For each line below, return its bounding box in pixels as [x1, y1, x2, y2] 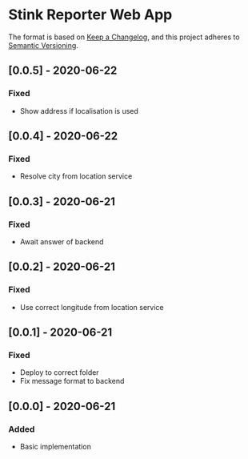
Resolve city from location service [19, 171, 133, 181]
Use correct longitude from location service [19, 302, 164, 312]
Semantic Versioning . [8, 40, 78, 50]
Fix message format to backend [19, 376, 125, 386]
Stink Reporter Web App [8, 6, 173, 24]
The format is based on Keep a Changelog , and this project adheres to [8, 32, 240, 42]
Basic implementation [19, 442, 92, 452]
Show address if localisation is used [19, 106, 138, 115]
